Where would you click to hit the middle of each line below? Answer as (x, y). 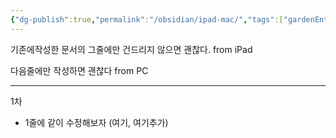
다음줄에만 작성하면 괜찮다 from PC (79, 70)
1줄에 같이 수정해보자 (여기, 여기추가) (96, 122)
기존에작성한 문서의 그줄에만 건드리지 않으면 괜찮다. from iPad (131, 49)
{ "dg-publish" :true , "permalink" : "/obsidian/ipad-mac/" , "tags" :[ (147, 19)
